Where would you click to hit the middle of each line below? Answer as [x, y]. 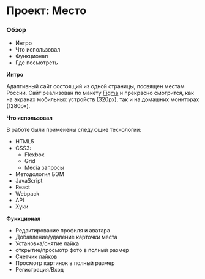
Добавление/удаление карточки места [66, 237]
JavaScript [29, 181]
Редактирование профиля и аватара [62, 231]
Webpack [27, 194]
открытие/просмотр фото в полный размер [72, 250]
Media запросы [44, 168]
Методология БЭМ [39, 174]
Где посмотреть [36, 63]
